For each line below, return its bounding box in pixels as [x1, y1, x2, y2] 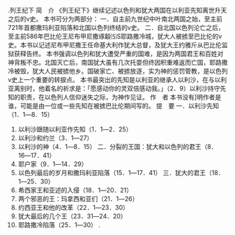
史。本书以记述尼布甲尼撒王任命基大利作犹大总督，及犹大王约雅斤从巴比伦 [8, 41, 222, 49]
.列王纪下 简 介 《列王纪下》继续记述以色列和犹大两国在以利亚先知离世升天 [8, 6, 227, 14]
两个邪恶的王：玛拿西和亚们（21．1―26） [17, 195, 139, 203]
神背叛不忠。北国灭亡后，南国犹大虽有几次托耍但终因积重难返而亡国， [8, 58, 210, 66]
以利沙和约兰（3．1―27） [17, 134, 93, 142]
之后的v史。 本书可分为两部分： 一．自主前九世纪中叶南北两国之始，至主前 [8, 15, 222, 23]
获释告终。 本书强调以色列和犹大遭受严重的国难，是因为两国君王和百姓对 [13, 49, 224, 58]
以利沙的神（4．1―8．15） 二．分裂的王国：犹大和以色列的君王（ [17, 143, 208, 151]
